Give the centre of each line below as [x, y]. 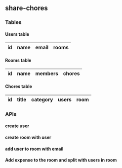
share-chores [27, 8]
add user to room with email [34, 149]
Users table [17, 34]
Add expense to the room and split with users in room [61, 160]
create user [17, 126]
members [47, 73]
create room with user [28, 137]
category [42, 99]
